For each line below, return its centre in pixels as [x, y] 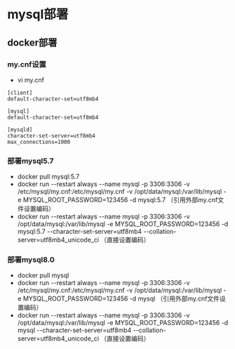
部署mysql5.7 [31, 161]
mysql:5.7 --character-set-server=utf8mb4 [80, 232]
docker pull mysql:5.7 [48, 177]
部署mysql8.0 [31, 260]
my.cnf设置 [27, 64]
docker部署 [32, 42]
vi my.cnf [31, 80]
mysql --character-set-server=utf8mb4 [74, 330]
